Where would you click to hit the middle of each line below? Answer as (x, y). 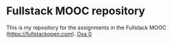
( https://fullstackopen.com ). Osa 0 (49, 33)
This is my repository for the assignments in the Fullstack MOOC (86, 27)
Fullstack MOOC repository (76, 11)
